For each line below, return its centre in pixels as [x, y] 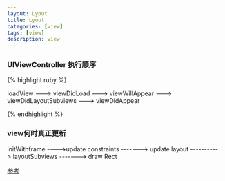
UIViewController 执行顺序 [52, 65]
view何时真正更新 [37, 133]
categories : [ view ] [35, 26]
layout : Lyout [28, 13]
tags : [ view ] [26, 33]
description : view [33, 39]
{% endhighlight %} [35, 114]
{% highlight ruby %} [37, 80]
